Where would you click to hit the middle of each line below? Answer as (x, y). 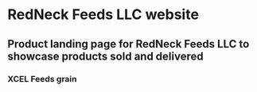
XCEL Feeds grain (42, 79)
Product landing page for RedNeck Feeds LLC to (128, 44)
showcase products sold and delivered (105, 56)
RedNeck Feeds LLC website (103, 15)
